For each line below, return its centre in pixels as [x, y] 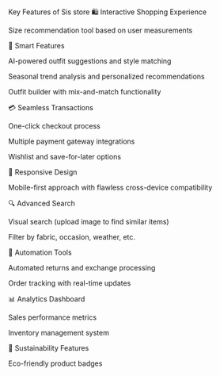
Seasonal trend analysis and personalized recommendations [106, 76]
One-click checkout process [54, 126]
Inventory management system [59, 333]
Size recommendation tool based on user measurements [101, 30]
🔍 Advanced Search [42, 203]
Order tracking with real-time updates [70, 283]
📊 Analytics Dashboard [47, 299]
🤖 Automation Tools [40, 252]
